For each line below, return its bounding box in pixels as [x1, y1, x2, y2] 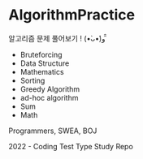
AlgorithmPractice [8, 6, 136, 24]
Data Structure [19, 58, 70, 68]
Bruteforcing [19, 49, 63, 59]
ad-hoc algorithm [19, 92, 79, 102]
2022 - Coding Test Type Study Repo [8, 141, 134, 151]
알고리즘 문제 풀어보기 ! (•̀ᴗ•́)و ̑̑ [8, 33, 107, 43]
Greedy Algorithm [19, 84, 80, 94]
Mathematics [19, 67, 64, 76]
